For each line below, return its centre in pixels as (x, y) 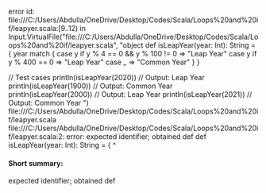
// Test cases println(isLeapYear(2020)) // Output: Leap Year (106, 77)
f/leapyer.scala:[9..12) (43, 28)
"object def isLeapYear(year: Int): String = (188, 45)
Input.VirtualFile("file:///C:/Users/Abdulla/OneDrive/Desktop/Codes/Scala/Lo (133, 37)
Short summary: (36, 163)
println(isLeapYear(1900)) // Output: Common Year (91, 86)
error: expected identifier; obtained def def (136, 137)
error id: (21, 12)
